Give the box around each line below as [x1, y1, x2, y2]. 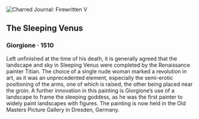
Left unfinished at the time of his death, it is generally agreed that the [6, 55, 177, 62]
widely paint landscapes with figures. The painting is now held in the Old [6, 99, 186, 107]
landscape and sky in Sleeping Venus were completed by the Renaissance [6, 61, 191, 69]
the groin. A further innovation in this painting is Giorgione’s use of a [6, 87, 175, 94]
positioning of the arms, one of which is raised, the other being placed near [6, 81, 193, 88]
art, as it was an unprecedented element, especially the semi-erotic [6, 74, 173, 81]
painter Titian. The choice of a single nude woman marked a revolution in [6, 67, 187, 75]
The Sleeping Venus [6, 23, 84, 34]
